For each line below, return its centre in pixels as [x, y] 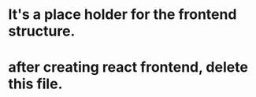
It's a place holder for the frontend [122, 15]
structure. [42, 31]
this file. [35, 84]
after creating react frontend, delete [128, 67]
